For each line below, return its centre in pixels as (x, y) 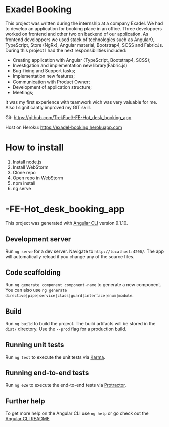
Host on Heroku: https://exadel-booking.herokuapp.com (64, 127)
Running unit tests (35, 345)
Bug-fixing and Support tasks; (44, 71)
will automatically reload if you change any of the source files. (70, 256)
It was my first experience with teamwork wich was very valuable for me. (81, 102)
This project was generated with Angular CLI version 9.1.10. (67, 223)
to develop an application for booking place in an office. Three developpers (84, 28)
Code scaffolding (33, 273)
